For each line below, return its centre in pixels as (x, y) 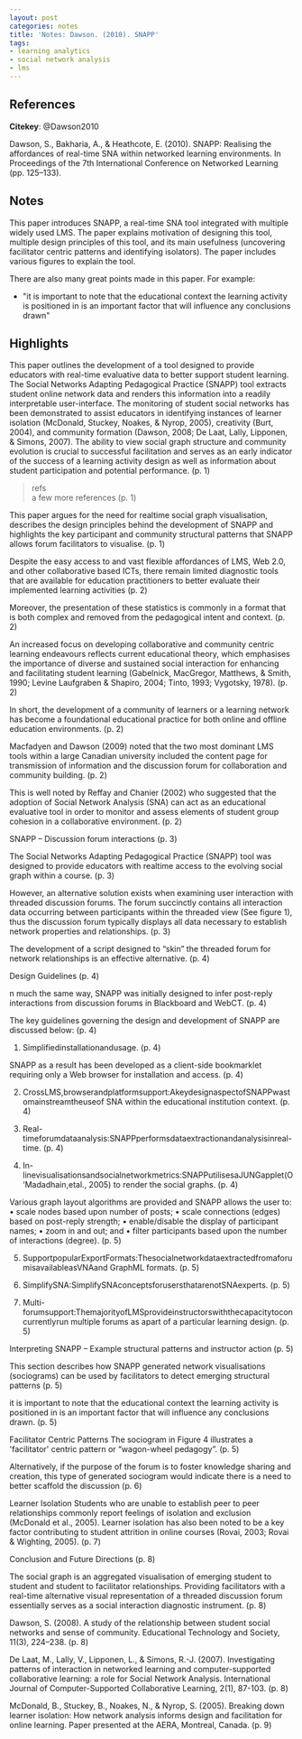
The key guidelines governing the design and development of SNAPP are (145, 1021)
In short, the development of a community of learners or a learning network (150, 710)
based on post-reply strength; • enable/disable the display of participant (144, 1221)
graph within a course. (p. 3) (62, 875)
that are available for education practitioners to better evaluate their (135, 581)
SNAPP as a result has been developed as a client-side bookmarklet (136, 1065)
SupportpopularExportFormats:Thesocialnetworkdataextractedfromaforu (157, 1258)
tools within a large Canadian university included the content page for (138, 756)
